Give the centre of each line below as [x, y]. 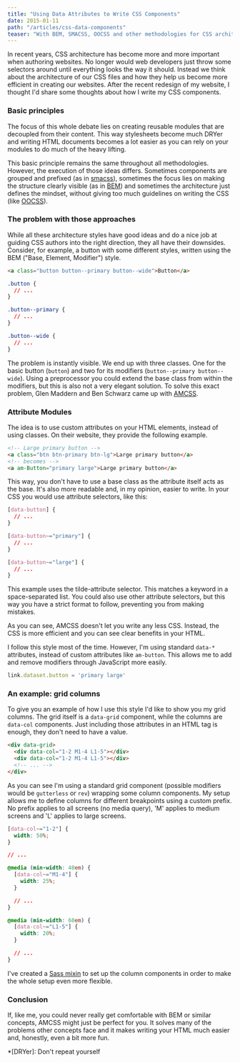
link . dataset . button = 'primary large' [67, 676]
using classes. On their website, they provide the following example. [107, 435]
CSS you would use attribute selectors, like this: [77, 496]
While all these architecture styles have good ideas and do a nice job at [112, 235]
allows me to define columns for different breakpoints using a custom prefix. [120, 800]
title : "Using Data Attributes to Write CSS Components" [94, 14]
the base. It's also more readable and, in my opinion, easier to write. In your [118, 489]
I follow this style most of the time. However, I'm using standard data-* [111, 647]
